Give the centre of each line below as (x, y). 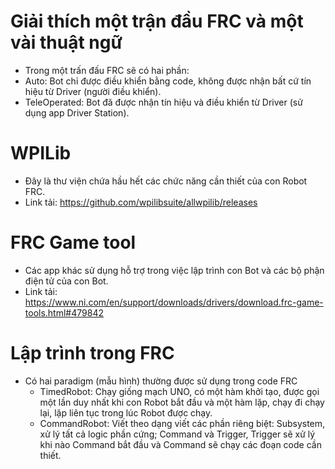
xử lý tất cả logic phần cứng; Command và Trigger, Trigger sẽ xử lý (177, 434)
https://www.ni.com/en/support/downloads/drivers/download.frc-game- (174, 302)
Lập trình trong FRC (92, 353)
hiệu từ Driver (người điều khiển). (93, 91)
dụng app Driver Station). (77, 112)
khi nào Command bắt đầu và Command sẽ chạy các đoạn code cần (180, 444)
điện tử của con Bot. (66, 281)
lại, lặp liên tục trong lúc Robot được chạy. (126, 412)
